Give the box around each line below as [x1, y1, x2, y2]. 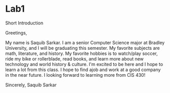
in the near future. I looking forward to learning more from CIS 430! [5, 72, 146, 78]
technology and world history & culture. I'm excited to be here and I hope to [5, 61, 163, 67]
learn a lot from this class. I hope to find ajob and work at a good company [5, 67, 161, 73]
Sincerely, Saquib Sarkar [5, 82, 57, 88]
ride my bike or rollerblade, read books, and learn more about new [5, 55, 144, 61]
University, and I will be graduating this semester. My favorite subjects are [5, 45, 160, 51]
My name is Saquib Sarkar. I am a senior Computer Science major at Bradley [5, 39, 165, 46]
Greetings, [5, 29, 27, 36]
